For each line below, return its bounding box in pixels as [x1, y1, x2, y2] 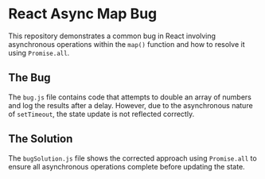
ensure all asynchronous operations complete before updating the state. [8, 161, 245, 171]
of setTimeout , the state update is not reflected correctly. [8, 109, 195, 119]
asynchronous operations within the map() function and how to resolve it [8, 39, 245, 49]
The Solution [8, 132, 73, 146]
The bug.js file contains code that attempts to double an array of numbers [8, 92, 252, 102]
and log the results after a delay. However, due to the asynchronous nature [8, 100, 253, 110]
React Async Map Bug [8, 5, 158, 23]
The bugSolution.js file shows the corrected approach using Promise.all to [8, 153, 257, 163]
